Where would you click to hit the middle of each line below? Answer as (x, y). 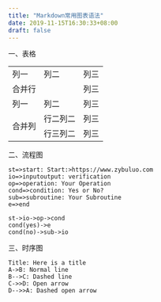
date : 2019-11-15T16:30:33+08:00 (63, 23)
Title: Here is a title (47, 263)
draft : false (30, 30)
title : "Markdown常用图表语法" (56, 15)
